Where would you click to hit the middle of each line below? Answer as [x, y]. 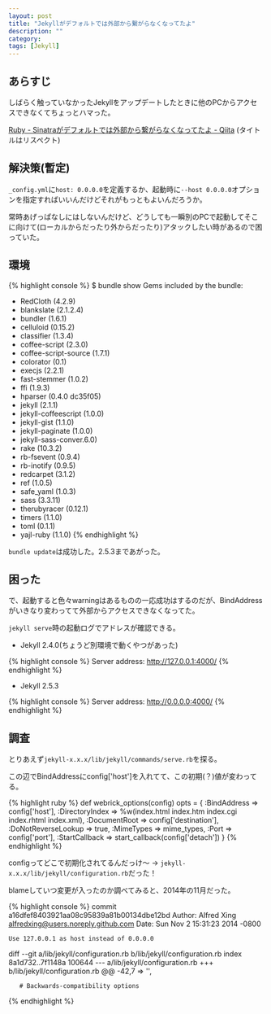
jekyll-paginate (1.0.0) [56, 431]
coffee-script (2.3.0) [54, 344]
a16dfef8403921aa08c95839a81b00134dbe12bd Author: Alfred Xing [123, 916]
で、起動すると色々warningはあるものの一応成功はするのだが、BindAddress [135, 601]
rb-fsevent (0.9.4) [50, 457]
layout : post [30, 16]
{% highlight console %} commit [62, 907]
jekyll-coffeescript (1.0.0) [62, 413]
